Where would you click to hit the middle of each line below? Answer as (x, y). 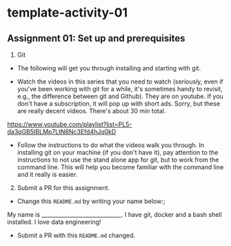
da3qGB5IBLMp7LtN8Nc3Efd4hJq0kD (62, 132)
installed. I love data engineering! (54, 222)
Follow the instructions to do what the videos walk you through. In (111, 145)
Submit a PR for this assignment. (63, 188)
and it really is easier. (47, 174)
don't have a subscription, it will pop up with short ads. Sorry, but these (119, 104)
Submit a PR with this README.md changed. (76, 235)
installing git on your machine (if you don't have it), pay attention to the (118, 152)
